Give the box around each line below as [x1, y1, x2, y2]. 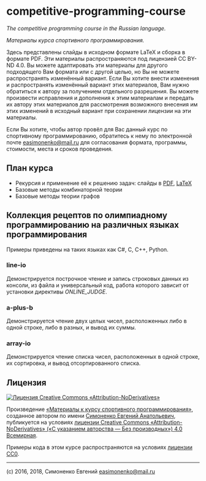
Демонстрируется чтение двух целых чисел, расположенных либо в [6, 318, 187, 325]
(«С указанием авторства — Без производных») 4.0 [46, 425, 183, 432]
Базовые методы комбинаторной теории [15, 186, 123, 193]
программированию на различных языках [6, 220, 180, 230]
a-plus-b [6, 303, 34, 311]
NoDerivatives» [6, 425, 45, 432]
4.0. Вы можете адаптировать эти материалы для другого [15, 61, 168, 69]
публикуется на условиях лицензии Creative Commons [6, 419, 150, 426]
